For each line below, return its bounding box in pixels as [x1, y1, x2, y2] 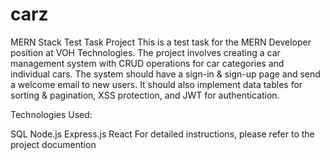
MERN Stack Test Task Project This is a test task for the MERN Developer [10, 36, 312, 48]
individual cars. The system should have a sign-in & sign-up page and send [10, 68, 321, 80]
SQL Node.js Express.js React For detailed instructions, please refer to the [10, 128, 315, 140]
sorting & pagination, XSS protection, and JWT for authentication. [10, 89, 280, 101]
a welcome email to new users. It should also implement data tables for [10, 78, 303, 90]
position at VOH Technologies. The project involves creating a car [10, 46, 281, 58]
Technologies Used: [10, 108, 93, 120]
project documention [10, 138, 97, 150]
